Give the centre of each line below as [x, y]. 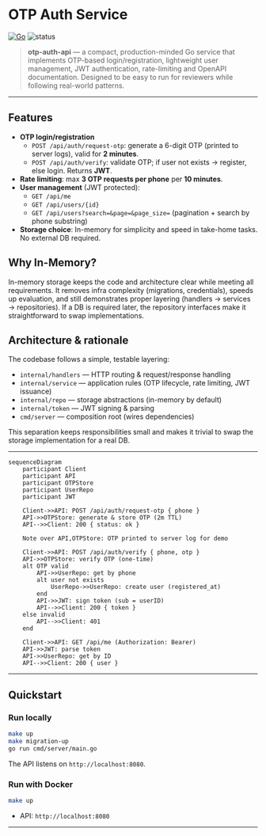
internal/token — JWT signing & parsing [87, 408]
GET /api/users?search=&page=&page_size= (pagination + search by [141, 212]
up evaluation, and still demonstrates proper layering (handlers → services [129, 298]
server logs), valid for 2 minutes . [85, 154]
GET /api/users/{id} [65, 205]
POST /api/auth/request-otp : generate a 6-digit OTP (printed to [135, 145]
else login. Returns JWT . [72, 170]
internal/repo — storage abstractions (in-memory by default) [121, 400]
